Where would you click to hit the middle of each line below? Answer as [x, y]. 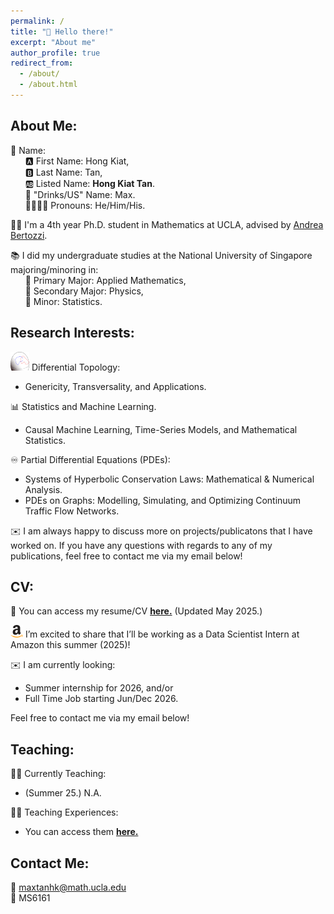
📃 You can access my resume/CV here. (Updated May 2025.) [136, 611]
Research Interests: [72, 333]
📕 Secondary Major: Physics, [84, 291]
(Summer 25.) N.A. [63, 793]
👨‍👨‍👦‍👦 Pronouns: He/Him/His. [85, 205]
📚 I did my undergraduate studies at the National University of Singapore [161, 255]
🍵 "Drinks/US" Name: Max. [80, 194]
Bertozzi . [29, 235]
